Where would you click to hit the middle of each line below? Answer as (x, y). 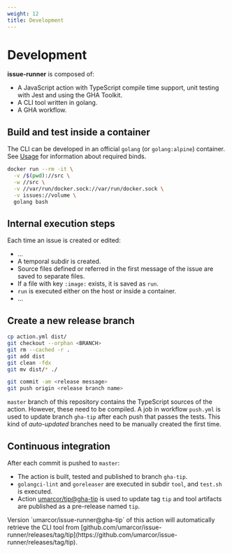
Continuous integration (59, 446)
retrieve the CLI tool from (43, 527)
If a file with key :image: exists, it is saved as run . (88, 283)
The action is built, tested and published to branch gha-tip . (102, 476)
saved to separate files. (51, 276)
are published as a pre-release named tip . (79, 506)
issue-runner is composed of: (51, 74)
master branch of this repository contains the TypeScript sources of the (110, 402)
